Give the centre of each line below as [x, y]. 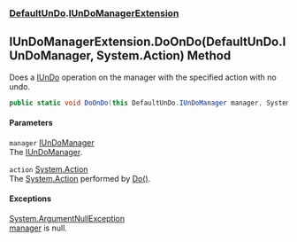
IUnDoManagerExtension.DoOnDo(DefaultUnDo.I [148, 42]
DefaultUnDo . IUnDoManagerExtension [94, 13]
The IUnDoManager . [46, 152]
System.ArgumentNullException [67, 219]
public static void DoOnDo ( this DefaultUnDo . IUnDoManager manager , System [150, 103]
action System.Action [49, 169]
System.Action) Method [164, 56]
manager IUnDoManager [52, 142]
